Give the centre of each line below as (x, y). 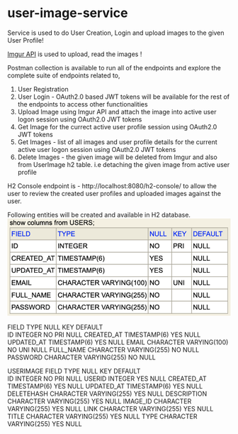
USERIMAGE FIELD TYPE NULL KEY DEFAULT (74, 371)
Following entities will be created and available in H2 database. (99, 215)
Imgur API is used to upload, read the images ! (75, 54)
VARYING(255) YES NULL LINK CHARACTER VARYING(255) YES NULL (110, 409)
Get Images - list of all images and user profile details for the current (117, 142)
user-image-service (68, 13)
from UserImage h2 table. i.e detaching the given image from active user (124, 164)
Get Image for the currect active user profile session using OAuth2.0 (117, 126)
